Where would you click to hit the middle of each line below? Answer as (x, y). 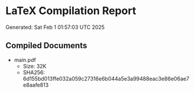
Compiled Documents (46, 46)
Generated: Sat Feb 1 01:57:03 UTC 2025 (55, 27)
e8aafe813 (36, 85)
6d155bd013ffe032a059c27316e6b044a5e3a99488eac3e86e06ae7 (106, 78)
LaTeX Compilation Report (71, 11)
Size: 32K (35, 66)
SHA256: (34, 72)
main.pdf (25, 59)
